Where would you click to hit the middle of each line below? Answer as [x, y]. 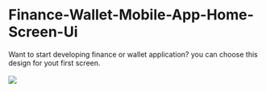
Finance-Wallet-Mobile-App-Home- [131, 15]
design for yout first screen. [54, 63]
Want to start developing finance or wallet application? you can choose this [133, 54]
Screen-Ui [43, 32]
